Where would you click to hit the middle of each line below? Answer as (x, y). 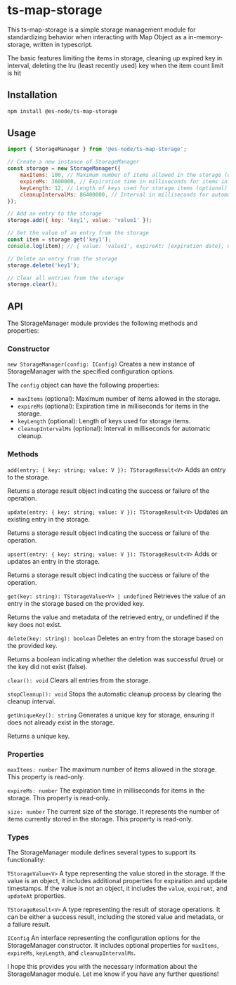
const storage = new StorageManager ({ (64, 168)
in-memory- (206, 37)
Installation (32, 95)
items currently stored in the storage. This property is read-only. (100, 819)
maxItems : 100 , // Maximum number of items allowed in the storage (120, 175)
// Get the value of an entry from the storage (78, 233)
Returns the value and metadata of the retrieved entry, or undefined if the (113, 617)
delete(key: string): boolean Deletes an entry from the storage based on (115, 638)
